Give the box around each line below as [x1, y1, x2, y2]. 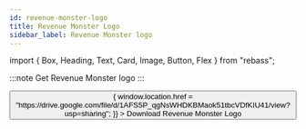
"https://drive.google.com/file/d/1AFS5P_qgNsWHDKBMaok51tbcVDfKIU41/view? [15, 101, 291, 110]
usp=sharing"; [64, 109, 112, 119]
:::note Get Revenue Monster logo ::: [9, 73, 145, 84]
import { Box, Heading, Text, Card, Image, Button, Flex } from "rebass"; [9, 55, 275, 66]
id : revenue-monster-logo [9, 13, 107, 23]
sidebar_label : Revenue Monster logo [9, 30, 153, 39]
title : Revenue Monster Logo [9, 22, 120, 31]
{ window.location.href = [113, 92, 193, 102]
